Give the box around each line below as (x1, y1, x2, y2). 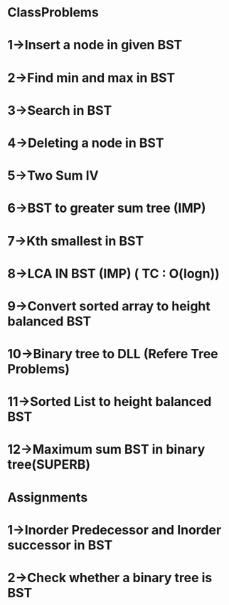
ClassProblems (7, 4, 100, 21)
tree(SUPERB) (7, 457, 91, 473)
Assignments (7, 489, 88, 505)
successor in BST (7, 537, 113, 553)
